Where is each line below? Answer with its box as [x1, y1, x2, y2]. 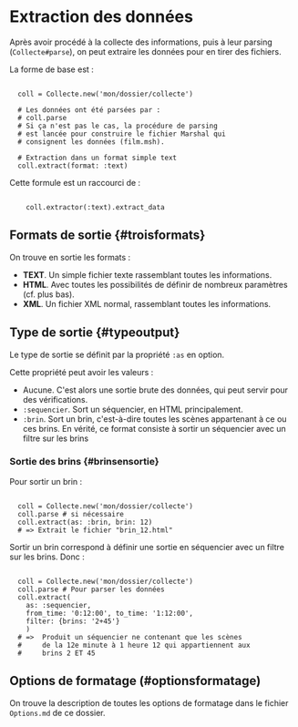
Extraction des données [9, 6, 194, 27]
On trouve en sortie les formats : [9, 251, 131, 262]
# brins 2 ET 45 [17, 649, 96, 658]
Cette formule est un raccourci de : [9, 177, 141, 188]
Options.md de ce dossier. [9, 707, 107, 718]
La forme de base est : [9, 64, 94, 75]
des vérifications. [22, 394, 88, 404]
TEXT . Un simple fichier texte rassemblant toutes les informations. [22, 269, 272, 280]
